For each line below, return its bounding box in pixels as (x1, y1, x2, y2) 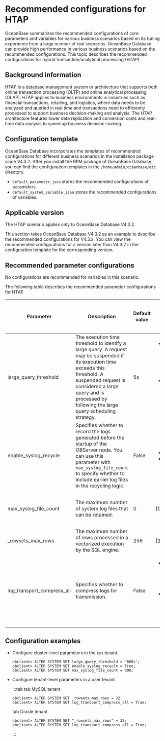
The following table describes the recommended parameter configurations (5, 284, 156, 290)
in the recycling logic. (75, 482, 125, 489)
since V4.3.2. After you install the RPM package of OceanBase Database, (5, 158, 153, 164)
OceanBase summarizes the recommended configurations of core (5, 30, 139, 36)
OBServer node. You (75, 446, 123, 453)
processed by (75, 396, 107, 403)
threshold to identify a (75, 340, 126, 347)
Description (88, 313, 116, 320)
